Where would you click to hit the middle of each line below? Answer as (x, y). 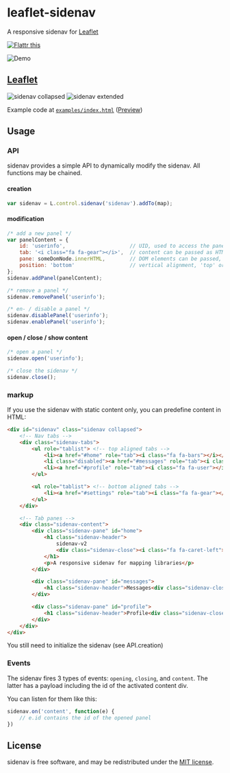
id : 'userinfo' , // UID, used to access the (115, 246)
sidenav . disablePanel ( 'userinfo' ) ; (58, 316)
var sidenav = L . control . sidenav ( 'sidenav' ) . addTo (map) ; (90, 203)
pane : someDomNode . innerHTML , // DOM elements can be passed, (121, 259)
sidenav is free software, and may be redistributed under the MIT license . (111, 762)
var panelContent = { (38, 240)
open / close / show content (48, 337)
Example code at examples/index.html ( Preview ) (75, 109)
